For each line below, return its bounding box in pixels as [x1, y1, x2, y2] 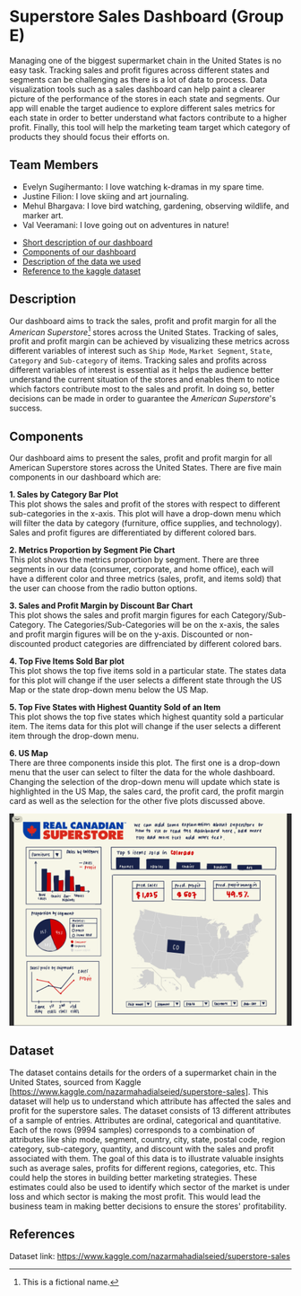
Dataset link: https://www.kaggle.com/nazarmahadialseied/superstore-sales [9, 1250, 291, 1261]
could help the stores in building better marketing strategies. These [9, 1172, 257, 1183]
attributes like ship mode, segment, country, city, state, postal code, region [9, 1133, 286, 1144]
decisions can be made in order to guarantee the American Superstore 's [9, 393, 276, 404]
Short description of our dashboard [21, 236, 153, 248]
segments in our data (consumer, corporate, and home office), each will [9, 564, 274, 575]
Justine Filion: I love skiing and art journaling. [21, 190, 190, 201]
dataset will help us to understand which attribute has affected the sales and [9, 1096, 291, 1106]
